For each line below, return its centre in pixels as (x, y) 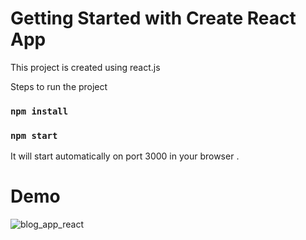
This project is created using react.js (85, 67)
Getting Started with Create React (153, 18)
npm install (39, 111)
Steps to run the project (59, 86)
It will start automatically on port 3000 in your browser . (125, 156)
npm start (34, 135)
